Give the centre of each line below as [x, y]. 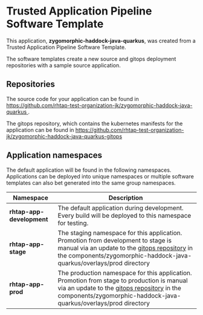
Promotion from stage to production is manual [123, 281]
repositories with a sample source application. [63, 65]
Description [126, 198]
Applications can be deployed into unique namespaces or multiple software [100, 176]
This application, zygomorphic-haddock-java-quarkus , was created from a [101, 41]
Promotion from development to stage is [115, 240]
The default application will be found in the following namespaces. [89, 170]
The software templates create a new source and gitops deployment [91, 59]
